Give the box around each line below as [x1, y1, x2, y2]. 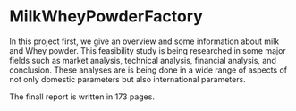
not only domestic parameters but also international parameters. [9, 73, 246, 84]
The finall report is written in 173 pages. [9, 91, 155, 102]
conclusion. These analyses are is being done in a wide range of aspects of [9, 64, 288, 75]
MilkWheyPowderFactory [9, 6, 203, 27]
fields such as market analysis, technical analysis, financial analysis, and [9, 55, 277, 65]
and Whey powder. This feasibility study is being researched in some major [9, 45, 286, 55]
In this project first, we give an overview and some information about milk [9, 36, 280, 47]
